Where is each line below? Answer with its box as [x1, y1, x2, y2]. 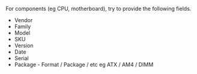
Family [14, 23, 31, 30]
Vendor [14, 17, 33, 23]
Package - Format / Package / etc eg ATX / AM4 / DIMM [14, 61, 154, 68]
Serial [14, 55, 29, 61]
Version [14, 42, 34, 49]
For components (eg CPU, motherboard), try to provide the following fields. [5, 5, 192, 12]
